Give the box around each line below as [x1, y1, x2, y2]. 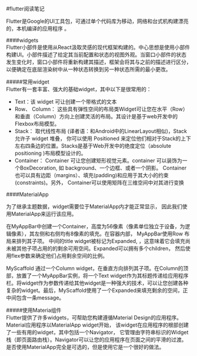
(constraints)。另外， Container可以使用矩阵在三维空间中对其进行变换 [14, 179, 184, 186]
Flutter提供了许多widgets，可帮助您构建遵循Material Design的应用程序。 [6, 314, 182, 321]
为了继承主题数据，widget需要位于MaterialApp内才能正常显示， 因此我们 [6, 203, 182, 210]
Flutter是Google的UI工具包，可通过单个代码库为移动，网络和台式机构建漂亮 [6, 18, 189, 25]
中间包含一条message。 [6, 294, 65, 301]
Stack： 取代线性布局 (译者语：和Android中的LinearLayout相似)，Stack [14, 128, 187, 134]
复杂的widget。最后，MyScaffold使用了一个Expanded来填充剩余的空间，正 [6, 287, 188, 294]
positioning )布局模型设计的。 [14, 149, 86, 157]
